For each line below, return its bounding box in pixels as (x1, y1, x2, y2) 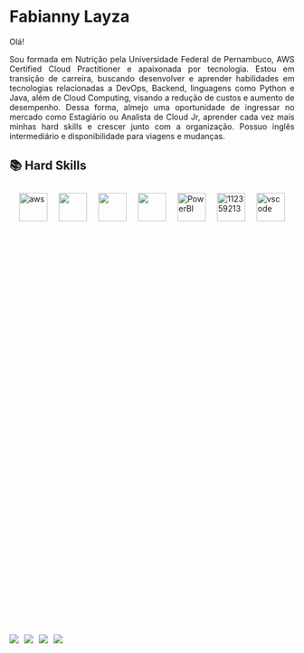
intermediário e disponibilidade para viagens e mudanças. (9, 130, 225, 141)
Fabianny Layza (9, 6, 130, 27)
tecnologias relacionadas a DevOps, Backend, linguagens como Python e (9, 82, 295, 93)
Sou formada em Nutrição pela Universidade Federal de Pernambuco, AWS (9, 53, 295, 64)
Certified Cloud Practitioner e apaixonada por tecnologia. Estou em (9, 63, 295, 74)
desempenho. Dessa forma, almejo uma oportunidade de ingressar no (9, 101, 295, 112)
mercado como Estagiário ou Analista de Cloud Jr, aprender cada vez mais (9, 111, 295, 122)
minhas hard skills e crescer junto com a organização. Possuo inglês (9, 120, 295, 132)
